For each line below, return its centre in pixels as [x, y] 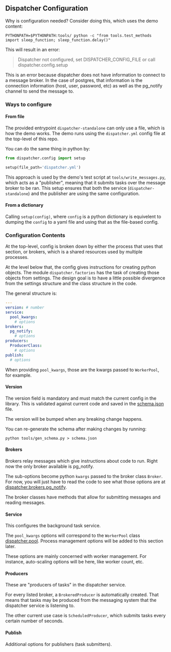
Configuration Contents [35, 235]
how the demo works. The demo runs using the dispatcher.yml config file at [86, 133]
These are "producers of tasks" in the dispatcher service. [66, 585]
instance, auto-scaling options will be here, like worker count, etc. [75, 562]
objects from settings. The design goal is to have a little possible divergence [85, 278]
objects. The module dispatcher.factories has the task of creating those [82, 273]
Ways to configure [29, 104]
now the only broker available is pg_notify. [50, 466]
